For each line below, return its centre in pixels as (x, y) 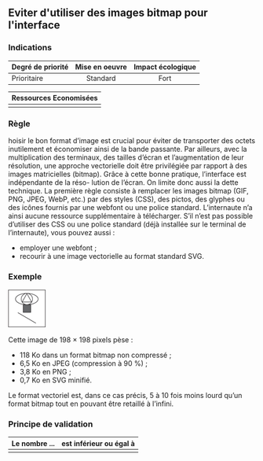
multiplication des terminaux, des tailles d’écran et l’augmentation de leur (126, 157)
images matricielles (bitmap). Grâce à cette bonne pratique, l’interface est (128, 174)
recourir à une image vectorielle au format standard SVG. (111, 256)
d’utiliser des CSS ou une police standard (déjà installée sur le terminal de (127, 224)
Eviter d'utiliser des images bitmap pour (108, 13)
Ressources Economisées (55, 98)
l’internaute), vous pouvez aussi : (62, 233)
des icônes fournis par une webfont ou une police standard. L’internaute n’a (130, 208)
